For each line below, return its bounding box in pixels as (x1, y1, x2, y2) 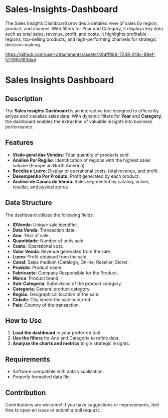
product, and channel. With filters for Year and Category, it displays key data (5, 25, 163, 31)
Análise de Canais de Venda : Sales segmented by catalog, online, (12, 178, 149, 184)
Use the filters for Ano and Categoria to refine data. (12, 335, 120, 341)
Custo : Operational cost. (12, 243, 64, 249)
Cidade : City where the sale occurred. (12, 296, 92, 303)
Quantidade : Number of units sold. (12, 238, 85, 244)
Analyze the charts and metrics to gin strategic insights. (12, 340, 130, 346)
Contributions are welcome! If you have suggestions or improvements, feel (5, 402, 159, 407)
